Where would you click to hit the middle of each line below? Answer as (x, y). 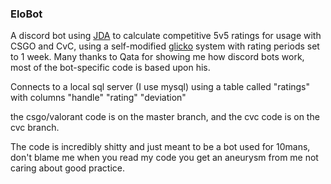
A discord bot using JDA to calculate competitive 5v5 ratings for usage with (166, 36)
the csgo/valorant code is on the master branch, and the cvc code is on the (165, 117)
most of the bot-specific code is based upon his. (110, 68)
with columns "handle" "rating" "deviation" (98, 98)
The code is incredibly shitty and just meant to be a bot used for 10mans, (160, 147)
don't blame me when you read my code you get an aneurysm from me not (164, 158)
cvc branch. (35, 128)
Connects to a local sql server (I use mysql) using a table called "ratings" (160, 87)
